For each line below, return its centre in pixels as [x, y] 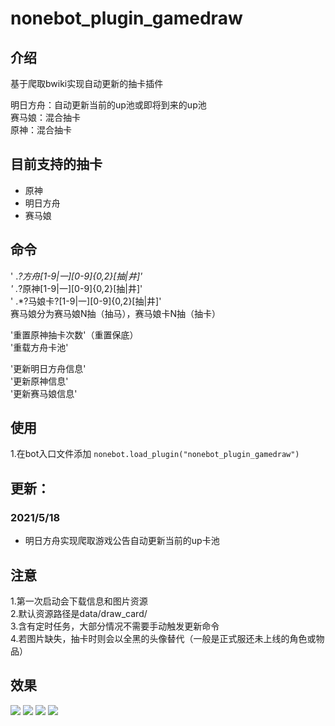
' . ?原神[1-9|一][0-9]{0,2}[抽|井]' [76, 288]
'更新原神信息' [39, 381]
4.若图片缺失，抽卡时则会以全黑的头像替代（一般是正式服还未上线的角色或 [163, 638]
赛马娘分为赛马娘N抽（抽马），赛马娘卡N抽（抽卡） [116, 313]
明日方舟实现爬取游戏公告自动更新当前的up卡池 [122, 541]
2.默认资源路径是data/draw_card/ [79, 613]
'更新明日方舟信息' [48, 368]
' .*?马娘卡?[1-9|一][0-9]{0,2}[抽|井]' [86, 301]
